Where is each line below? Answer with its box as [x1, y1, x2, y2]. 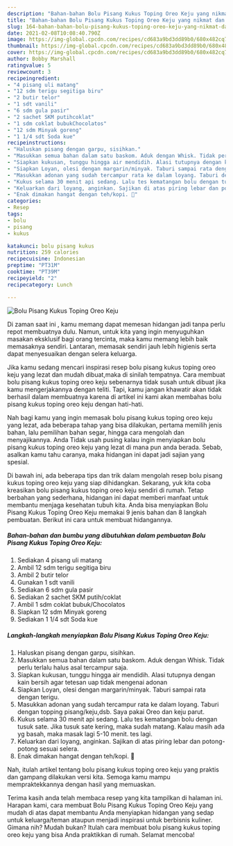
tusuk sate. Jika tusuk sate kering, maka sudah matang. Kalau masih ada [17, 722, 225, 731]
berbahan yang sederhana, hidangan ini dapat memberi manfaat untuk [7, 493, 209, 501]
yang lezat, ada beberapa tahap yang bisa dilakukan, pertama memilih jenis [7, 421, 223, 429]
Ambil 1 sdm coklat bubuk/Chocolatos [17, 601, 126, 609]
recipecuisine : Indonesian [7, 255, 85, 263]
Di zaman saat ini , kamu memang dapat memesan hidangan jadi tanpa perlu [7, 320, 225, 328]
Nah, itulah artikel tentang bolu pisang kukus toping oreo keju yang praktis [7, 765, 220, 774]
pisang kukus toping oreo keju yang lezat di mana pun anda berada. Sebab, [7, 443, 223, 451]
